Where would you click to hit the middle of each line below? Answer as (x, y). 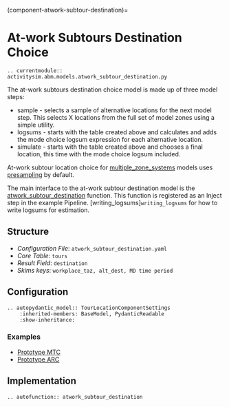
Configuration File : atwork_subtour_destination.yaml (92, 248)
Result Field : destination (52, 263)
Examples (24, 337)
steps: (16, 96)
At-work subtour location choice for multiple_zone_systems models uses (110, 167)
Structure (28, 232)
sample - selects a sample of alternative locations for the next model (114, 110)
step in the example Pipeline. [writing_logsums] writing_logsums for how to (112, 202)
